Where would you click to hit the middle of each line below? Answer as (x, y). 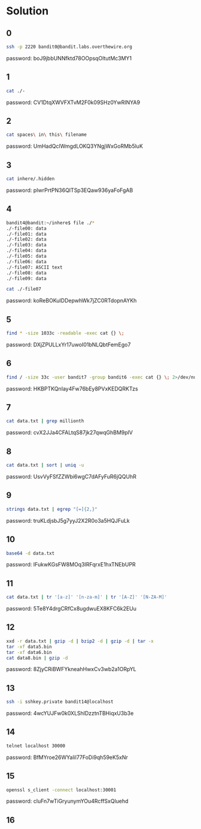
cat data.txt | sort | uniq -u (45, 465)
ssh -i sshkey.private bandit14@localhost (60, 702)
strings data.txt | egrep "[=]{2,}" (52, 509)
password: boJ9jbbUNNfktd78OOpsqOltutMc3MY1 (69, 58)
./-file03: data (26, 245)
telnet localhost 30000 (36, 746)
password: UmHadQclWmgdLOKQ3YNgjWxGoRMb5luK (75, 146)
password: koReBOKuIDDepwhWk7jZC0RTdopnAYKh (71, 301)
